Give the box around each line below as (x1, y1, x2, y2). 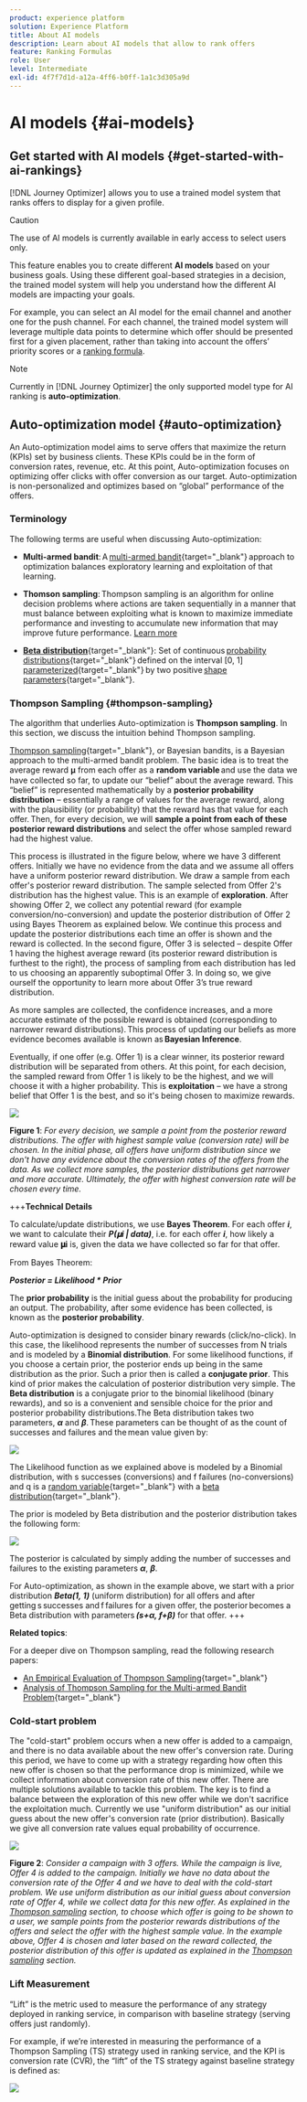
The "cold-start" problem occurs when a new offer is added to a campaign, (9, 1735, 293, 1746)
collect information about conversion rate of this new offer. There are (9, 1775, 270, 1786)
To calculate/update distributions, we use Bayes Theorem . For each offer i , (9, 1219, 292, 1230)
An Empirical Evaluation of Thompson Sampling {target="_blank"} (22, 1672, 268, 1683)
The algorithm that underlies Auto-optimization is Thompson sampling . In (9, 718, 288, 729)
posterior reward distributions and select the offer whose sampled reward (9, 824, 292, 835)
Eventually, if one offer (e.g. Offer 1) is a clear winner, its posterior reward (9, 1051, 285, 1062)
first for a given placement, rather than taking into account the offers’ (9, 336, 270, 347)
